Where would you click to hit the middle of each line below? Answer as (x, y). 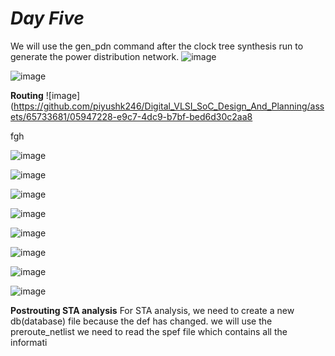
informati (29, 342)
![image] (63, 95)
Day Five (47, 18)
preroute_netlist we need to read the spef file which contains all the (149, 331)
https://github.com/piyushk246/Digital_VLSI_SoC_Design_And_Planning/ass (169, 106)
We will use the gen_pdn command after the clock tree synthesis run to (157, 46)
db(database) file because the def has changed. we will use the (141, 321)
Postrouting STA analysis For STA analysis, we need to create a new (152, 310)
